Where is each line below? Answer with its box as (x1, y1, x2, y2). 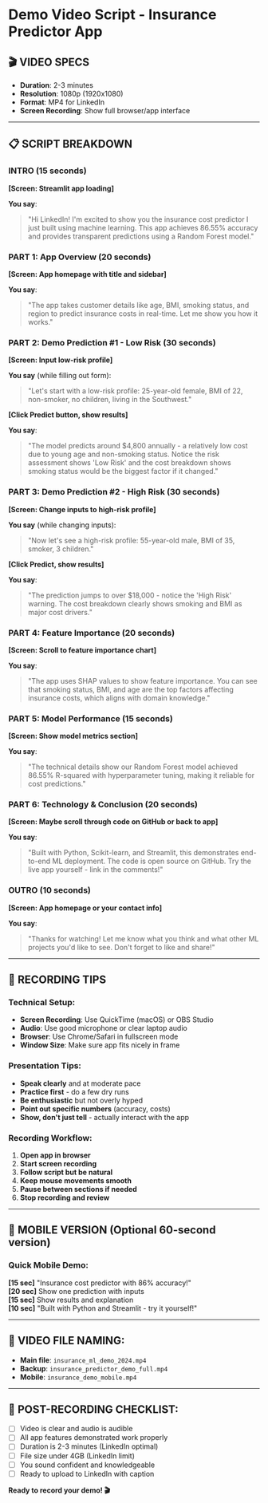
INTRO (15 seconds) (8, 165, 87, 176)
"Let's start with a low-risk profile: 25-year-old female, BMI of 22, (27, 386, 243, 396)
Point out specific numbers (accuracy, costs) (19, 1103, 171, 1114)
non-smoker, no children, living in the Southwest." (27, 395, 192, 404)
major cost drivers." (27, 607, 93, 617)
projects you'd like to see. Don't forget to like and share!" (27, 942, 215, 952)
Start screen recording (19, 1159, 97, 1169)
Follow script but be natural (19, 1167, 113, 1178)
